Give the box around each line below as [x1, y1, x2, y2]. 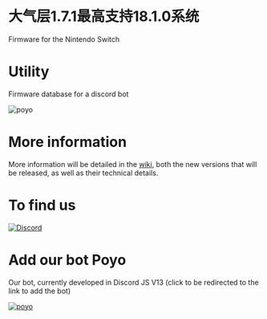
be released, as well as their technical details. [8, 168, 159, 178]
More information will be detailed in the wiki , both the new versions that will [8, 159, 257, 169]
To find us [8, 196, 76, 214]
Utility [8, 63, 50, 81]
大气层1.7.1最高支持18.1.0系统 [8, 7, 200, 26]
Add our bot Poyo [8, 251, 127, 269]
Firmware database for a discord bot [8, 89, 129, 99]
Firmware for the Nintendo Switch [8, 34, 120, 44]
